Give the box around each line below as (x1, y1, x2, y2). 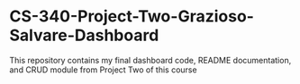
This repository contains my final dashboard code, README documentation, (9, 55, 292, 65)
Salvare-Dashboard (9, 25, 159, 46)
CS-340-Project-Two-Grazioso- (9, 6, 255, 27)
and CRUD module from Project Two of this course (9, 64, 197, 75)
